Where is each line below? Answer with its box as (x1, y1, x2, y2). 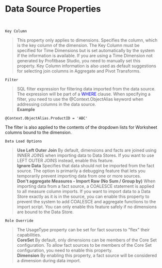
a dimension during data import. (16, 257, 81, 263)
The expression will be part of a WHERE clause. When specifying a (16, 91, 151, 97)
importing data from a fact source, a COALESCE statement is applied (16, 183, 154, 189)
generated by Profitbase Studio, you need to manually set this (16, 58, 141, 63)
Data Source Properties (5, 3, 101, 15)
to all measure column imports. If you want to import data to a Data (16, 188, 151, 194)
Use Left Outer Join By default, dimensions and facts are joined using (16, 147, 157, 153)
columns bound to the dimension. (5, 129, 72, 135)
